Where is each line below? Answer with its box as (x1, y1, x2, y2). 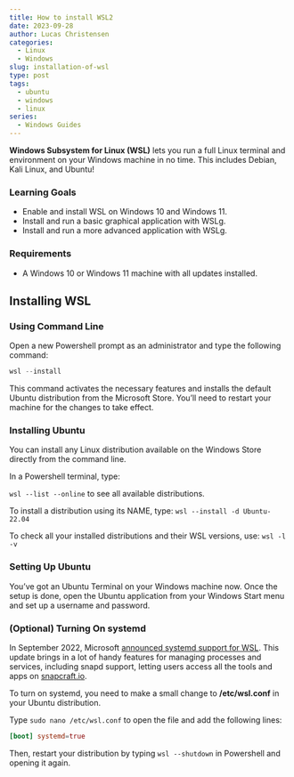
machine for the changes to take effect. (9, 402, 154, 413)
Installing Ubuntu (9, 425, 86, 437)
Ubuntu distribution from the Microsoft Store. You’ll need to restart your (9, 393, 272, 403)
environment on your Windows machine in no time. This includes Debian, (9, 155, 277, 165)
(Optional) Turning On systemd (9, 622, 147, 635)
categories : (9, 37, 53, 47)
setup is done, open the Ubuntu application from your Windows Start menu (9, 590, 285, 601)
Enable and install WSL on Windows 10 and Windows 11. (21, 206, 228, 217)
